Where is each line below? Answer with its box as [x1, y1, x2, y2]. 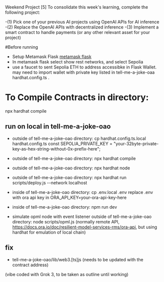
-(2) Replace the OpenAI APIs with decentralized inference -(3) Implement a [5, 24, 159, 30]
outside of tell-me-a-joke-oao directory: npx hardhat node [12, 165, 130, 171]
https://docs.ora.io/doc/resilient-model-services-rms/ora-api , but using [12, 224, 157, 230]
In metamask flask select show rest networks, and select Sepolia [12, 59, 143, 64]
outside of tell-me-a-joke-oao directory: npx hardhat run [12, 174, 127, 180]
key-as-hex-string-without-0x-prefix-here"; [12, 146, 101, 152]
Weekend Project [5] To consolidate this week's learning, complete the [5, 4, 148, 10]
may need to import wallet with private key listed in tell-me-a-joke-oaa [12, 69, 155, 75]
